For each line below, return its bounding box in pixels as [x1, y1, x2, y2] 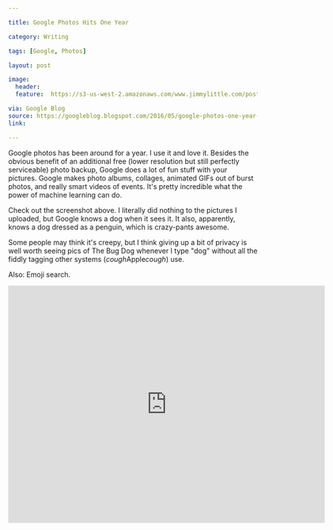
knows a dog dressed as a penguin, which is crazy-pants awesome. [8, 222, 229, 232]
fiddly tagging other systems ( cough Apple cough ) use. [8, 254, 184, 263]
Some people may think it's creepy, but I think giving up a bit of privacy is [8, 237, 248, 247]
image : [8, 76, 30, 84]
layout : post [8, 61, 51, 70]
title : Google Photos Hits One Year [8, 18, 129, 26]
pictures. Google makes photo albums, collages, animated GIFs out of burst [8, 173, 254, 183]
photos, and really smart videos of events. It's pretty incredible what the [8, 181, 243, 191]
